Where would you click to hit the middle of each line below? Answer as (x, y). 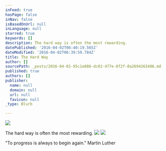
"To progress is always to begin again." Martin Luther (61, 143)
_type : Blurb (19, 104)
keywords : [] (19, 39)
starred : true (20, 33)
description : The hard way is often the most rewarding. (66, 43)
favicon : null (24, 99)
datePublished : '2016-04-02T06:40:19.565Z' (52, 48)
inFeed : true (19, 10)
